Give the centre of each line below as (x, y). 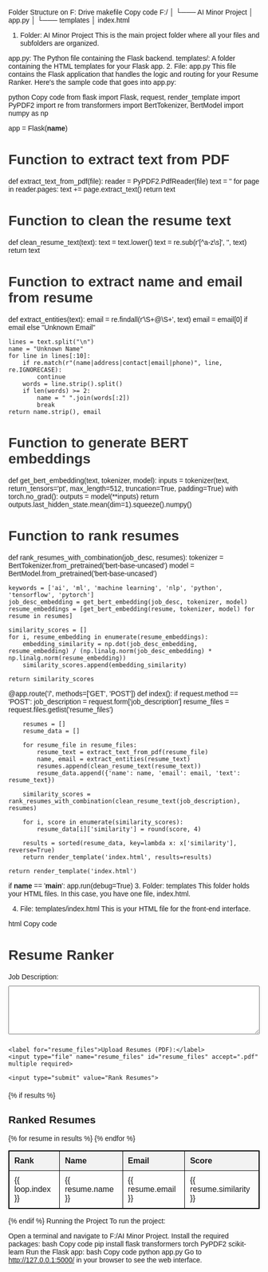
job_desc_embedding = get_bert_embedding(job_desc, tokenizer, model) (128, 602)
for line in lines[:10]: (49, 355)
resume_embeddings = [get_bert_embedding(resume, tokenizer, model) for (132, 609)
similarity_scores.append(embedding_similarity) (105, 665)
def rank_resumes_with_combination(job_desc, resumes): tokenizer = (116, 557)
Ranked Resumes (52, 1120)
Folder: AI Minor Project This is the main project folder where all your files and (140, 35)
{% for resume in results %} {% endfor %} (72, 1139)
